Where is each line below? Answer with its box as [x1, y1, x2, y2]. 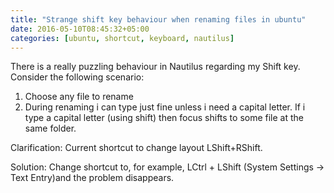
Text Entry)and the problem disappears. [10, 172, 175, 184]
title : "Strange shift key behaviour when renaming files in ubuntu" [10, 14, 307, 25]
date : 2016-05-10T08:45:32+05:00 [10, 24, 150, 34]
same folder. [24, 122, 77, 135]
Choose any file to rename [24, 91, 134, 103]
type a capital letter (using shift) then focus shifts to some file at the [24, 112, 304, 124]
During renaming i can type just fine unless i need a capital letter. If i [24, 101, 306, 113]
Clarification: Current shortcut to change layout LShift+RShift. [10, 142, 263, 154]
